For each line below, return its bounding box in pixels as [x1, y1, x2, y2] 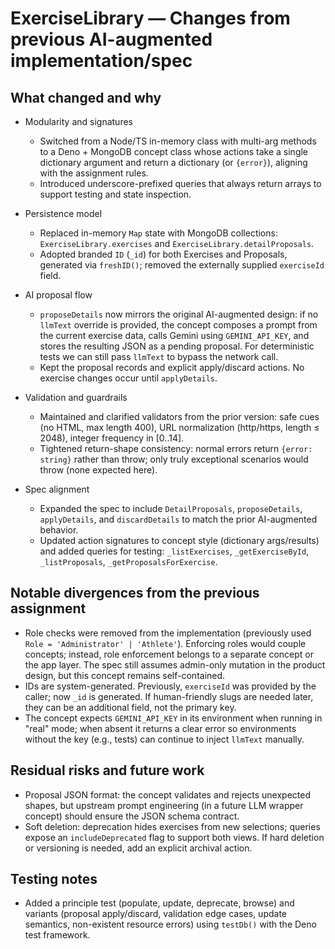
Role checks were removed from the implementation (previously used [24, 627, 312, 639]
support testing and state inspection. [39, 188, 192, 200]
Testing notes [10, 871, 98, 888]
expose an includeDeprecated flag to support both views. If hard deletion [24, 831, 325, 843]
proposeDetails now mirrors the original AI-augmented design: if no [39, 308, 319, 320]
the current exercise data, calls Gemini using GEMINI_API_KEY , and [39, 330, 310, 341]
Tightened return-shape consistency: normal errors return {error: [39, 443, 313, 454]
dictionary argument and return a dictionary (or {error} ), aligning [39, 157, 308, 168]
